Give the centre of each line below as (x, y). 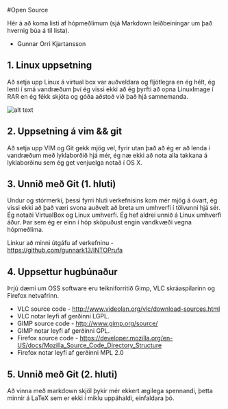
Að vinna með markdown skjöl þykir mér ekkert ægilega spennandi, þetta (110, 391)
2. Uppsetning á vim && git (64, 131)
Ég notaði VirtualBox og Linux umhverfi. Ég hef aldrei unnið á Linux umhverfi (114, 215)
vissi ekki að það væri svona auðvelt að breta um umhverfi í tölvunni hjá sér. (114, 208)
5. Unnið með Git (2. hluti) (62, 374)
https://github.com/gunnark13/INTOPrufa (65, 250)
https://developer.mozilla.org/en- (126, 338)
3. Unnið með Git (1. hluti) (62, 184)
